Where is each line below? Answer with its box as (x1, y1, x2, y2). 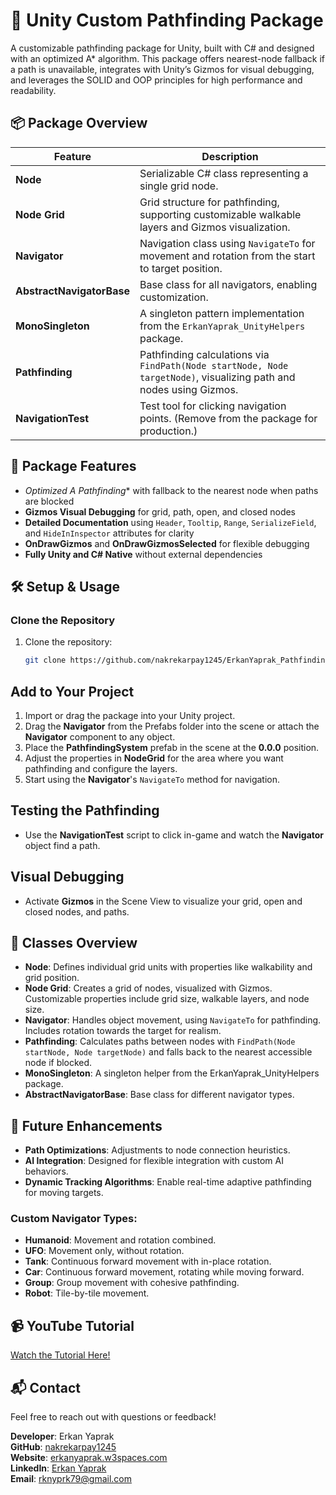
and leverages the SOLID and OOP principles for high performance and (10, 74, 303, 86)
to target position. (139, 261, 223, 275)
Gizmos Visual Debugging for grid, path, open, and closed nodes (24, 505, 297, 518)
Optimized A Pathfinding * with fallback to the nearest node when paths (24, 484, 319, 496)
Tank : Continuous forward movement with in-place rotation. (24, 1255, 272, 1268)
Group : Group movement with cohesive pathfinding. (24, 1277, 240, 1289)
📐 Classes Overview (10, 934, 138, 951)
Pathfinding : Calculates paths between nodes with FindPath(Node (24, 1035, 296, 1048)
